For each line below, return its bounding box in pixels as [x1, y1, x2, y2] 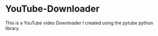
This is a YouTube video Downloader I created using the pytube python [5, 20, 153, 26]
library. [5, 25, 20, 31]
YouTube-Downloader [5, 3, 100, 15]
